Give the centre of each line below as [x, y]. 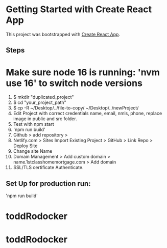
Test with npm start [33, 124]
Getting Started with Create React [79, 9]
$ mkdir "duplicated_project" [43, 97]
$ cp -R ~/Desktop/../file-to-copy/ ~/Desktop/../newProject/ [76, 108]
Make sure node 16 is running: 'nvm [83, 72]
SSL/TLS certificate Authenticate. [48, 168]
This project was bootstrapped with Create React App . [63, 34]
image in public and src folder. [45, 119]
